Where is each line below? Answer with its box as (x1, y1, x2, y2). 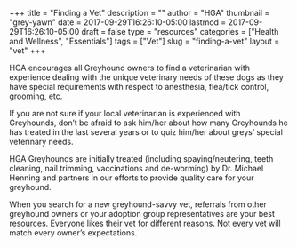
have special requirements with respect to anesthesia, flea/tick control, (9, 82, 269, 92)
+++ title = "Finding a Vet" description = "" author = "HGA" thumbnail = (9, 8, 270, 18)
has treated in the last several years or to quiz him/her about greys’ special (9, 127, 283, 137)
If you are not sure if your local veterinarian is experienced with (9, 108, 241, 118)
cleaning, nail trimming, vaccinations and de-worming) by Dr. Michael (9, 163, 264, 173)
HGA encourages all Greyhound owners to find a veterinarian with (9, 62, 251, 73)
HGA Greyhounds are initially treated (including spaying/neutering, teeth (9, 154, 274, 163)
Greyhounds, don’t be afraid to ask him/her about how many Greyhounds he (9, 117, 289, 128)
